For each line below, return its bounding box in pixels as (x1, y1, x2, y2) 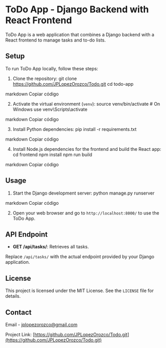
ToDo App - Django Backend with (5, 4, 149, 15)
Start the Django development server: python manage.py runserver (12, 190, 155, 196)
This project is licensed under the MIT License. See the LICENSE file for (5, 287, 154, 294)
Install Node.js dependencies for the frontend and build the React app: (12, 146, 161, 152)
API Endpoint (5, 230, 48, 239)
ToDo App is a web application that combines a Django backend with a (5, 31, 155, 37)
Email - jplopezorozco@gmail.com (5, 322, 78, 327)
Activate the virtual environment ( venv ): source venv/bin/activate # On (12, 101, 160, 107)
